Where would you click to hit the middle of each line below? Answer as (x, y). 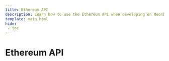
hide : (11, 24)
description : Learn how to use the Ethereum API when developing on (78, 14)
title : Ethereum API (27, 10)
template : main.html (27, 19)
